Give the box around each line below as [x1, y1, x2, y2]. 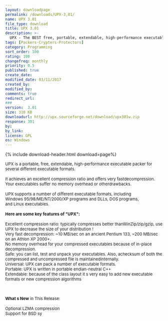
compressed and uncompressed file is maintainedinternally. [5, 256, 119, 262]
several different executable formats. [5, 166, 76, 172]
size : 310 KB [5, 110, 32, 115]
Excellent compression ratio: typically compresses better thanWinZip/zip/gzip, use [5, 221, 163, 227]
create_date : [5, 73, 32, 78]
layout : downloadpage [5, 7, 50, 13]
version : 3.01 [5, 105, 37, 110]
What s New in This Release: [5, 296, 60, 301]
